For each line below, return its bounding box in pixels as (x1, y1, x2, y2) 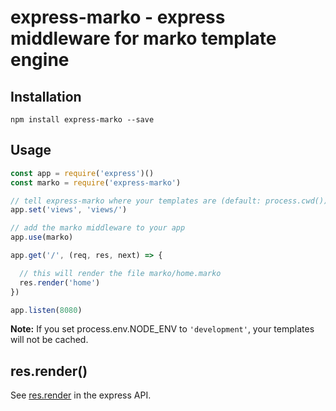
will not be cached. (10, 334, 89, 346)
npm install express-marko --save (10, 115, 155, 125)
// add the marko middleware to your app (10, 223, 186, 233)
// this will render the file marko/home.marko (19, 268, 222, 278)
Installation (10, 88, 82, 105)
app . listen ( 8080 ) (10, 305, 83, 315)
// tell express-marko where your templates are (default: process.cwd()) (10, 196, 329, 206)
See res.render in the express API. (10, 389, 152, 401)
